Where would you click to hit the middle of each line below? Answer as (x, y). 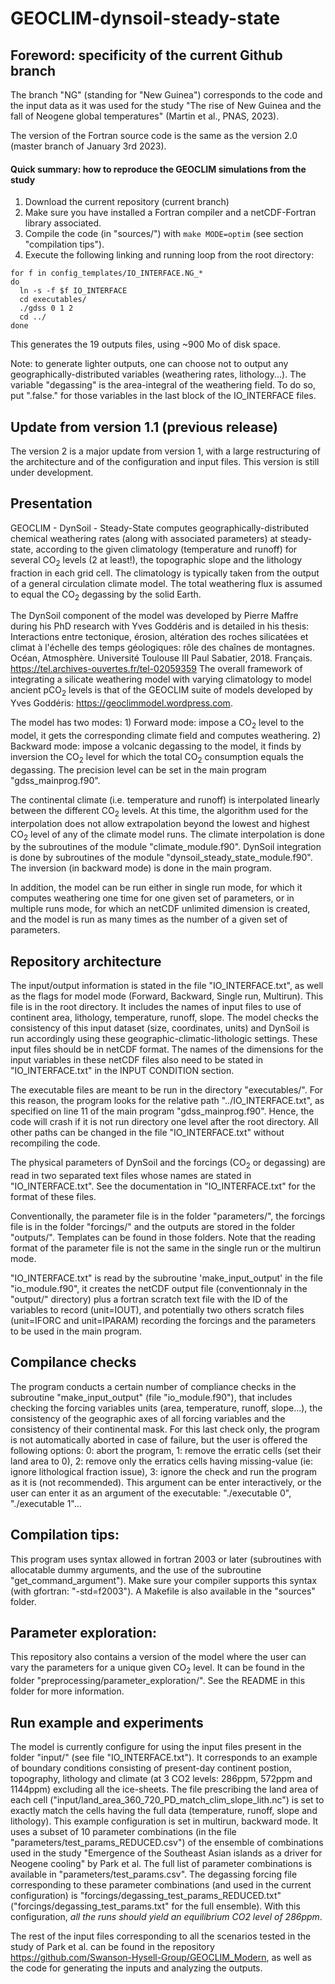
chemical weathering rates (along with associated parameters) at (144, 538)
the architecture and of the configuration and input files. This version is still (165, 462)
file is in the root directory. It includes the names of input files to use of (156, 1007)
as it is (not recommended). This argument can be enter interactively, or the (166, 1482)
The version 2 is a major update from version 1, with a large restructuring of (165, 451)
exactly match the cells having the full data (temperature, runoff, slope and (164, 1811)
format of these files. (53, 1197)
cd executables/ (53, 300)
